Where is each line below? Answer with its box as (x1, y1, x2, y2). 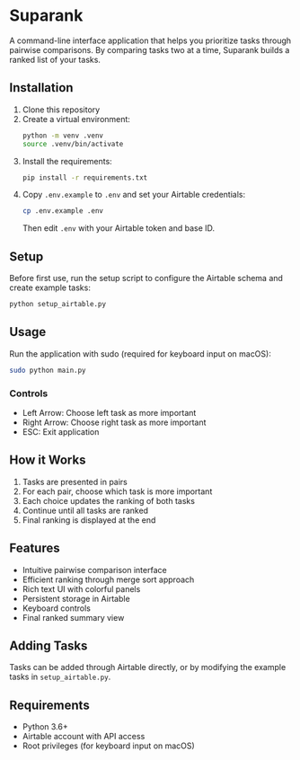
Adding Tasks (9, 638, 88, 653)
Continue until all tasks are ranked (22, 505, 149, 516)
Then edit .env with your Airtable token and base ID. (22, 223, 216, 234)
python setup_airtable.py (9, 300, 106, 309)
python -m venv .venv (22, 131, 103, 140)
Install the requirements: (22, 155, 112, 166)
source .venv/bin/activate (22, 139, 124, 148)
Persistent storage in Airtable (22, 593, 130, 604)
